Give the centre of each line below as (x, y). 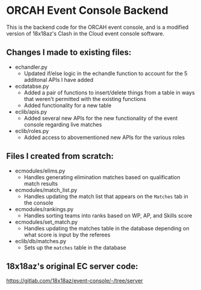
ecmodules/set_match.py (46, 222)
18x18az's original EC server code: (72, 266)
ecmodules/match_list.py (46, 190)
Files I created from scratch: (60, 156)
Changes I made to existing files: (69, 53)
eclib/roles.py (32, 131)
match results (41, 184)
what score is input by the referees (67, 235)
